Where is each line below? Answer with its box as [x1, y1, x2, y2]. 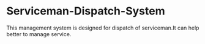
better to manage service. [6, 30, 72, 37]
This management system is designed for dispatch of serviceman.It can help [6, 24, 199, 31]
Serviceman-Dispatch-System [6, 4, 165, 18]
